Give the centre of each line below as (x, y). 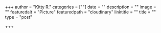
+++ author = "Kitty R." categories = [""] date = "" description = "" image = (81, 7)
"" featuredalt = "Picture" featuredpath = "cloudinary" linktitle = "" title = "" (80, 12)
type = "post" (19, 17)
